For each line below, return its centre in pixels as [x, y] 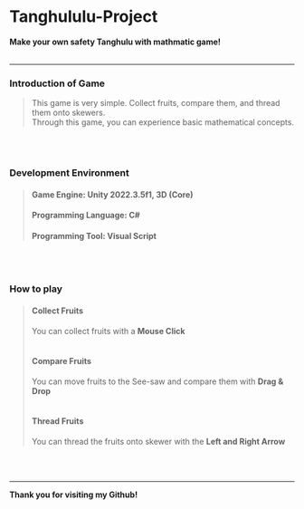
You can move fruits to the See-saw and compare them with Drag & [157, 381]
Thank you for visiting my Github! [74, 495]
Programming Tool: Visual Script [94, 235]
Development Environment [69, 173]
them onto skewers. [68, 113]
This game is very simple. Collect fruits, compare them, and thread [156, 103]
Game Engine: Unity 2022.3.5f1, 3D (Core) [112, 194]
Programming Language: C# [85, 216]
